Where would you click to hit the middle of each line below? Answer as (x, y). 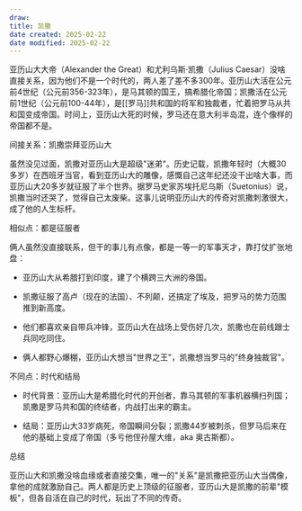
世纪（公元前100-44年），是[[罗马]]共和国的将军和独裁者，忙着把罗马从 (152, 103)
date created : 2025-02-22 (58, 34)
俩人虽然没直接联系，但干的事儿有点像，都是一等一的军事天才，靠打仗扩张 (147, 247)
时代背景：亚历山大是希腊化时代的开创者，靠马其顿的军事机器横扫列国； (156, 396)
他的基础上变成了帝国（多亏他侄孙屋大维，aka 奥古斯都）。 (131, 437)
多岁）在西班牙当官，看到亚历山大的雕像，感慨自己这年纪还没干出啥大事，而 (151, 175)
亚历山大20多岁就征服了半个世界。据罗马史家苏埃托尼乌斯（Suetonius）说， (151, 186)
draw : (19, 18)
